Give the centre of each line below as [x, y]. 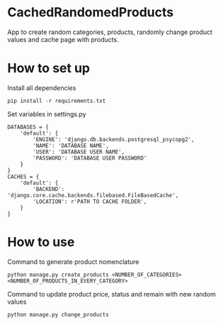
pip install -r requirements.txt [57, 101]
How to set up [49, 68]
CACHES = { [23, 177]
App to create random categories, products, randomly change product [110, 32]
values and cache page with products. [63, 39]
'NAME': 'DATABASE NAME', [71, 145]
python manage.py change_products [58, 314]
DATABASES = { [28, 127]
